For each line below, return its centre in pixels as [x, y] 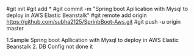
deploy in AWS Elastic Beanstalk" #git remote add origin [77, 15]
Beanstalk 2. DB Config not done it [50, 46]
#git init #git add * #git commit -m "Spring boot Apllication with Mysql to [97, 9]
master [15, 28]
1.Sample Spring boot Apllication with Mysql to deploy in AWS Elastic [93, 40]
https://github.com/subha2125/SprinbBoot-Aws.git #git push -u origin [94, 22]
